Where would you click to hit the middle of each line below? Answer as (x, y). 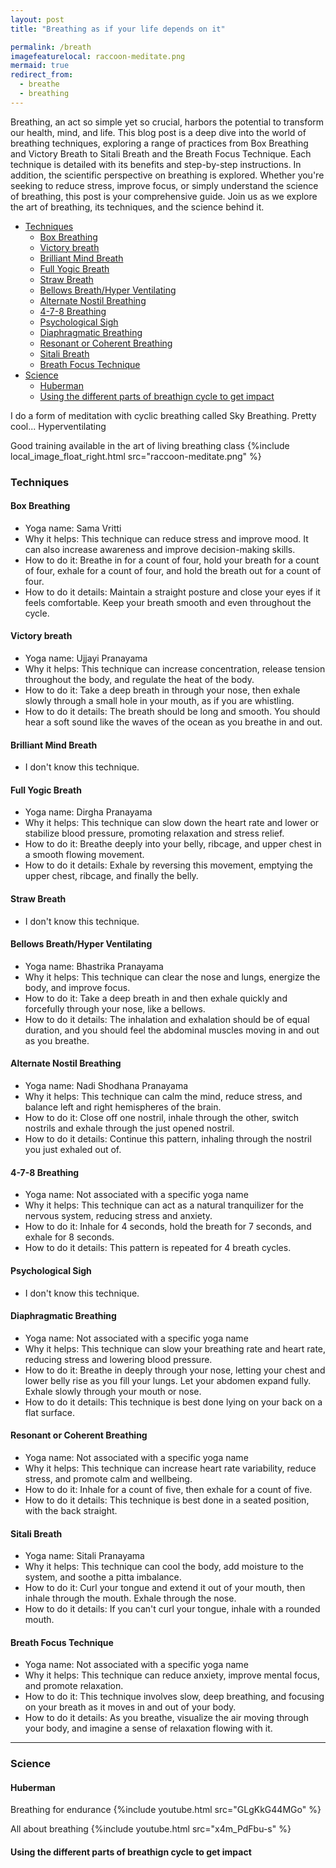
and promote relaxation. (74, 1686)
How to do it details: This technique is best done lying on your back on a (173, 1402)
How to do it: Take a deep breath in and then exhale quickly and (156, 998)
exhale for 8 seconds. (69, 1237)
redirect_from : (42, 75)
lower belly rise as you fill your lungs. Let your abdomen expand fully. (168, 1380)
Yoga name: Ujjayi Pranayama (86, 658)
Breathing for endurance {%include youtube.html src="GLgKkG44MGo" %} (166, 1810)
